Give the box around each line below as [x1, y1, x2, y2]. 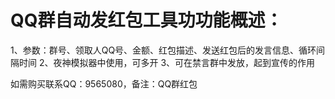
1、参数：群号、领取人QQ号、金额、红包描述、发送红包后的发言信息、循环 [10, 44, 317, 56]
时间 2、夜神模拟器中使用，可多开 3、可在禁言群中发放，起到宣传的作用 [18, 56, 316, 68]
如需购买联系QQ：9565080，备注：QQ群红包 [10, 77, 198, 90]
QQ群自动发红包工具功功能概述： [10, 9, 283, 32]
